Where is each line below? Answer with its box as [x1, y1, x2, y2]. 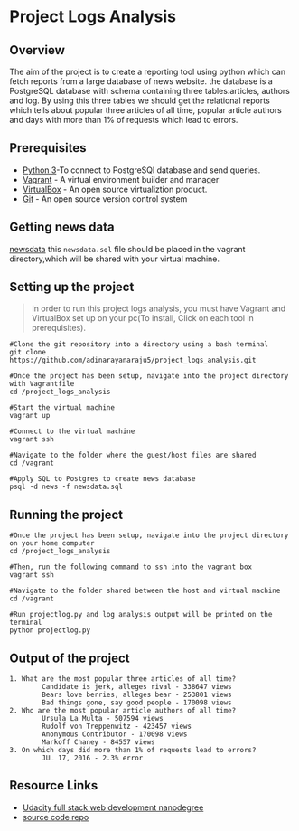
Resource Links [9, 778, 98, 793]
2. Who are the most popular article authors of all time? [9, 706, 237, 715]
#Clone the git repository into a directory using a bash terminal [9, 340, 269, 349]
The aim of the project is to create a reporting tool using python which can [9, 66, 286, 77]
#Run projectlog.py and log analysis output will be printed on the [9, 610, 273, 619]
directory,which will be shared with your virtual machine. [9, 253, 220, 264]
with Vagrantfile [9, 380, 75, 389]
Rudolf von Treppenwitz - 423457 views [42, 722, 192, 732]
